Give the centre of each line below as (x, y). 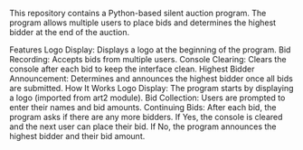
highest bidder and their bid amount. (77, 136)
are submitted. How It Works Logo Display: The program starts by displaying (151, 88)
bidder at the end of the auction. (70, 32)
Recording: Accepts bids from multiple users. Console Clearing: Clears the (148, 59)
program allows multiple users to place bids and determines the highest (143, 23)
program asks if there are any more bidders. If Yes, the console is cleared (146, 117)
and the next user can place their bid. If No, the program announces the (143, 127)
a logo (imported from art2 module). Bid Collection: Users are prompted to (147, 98)
